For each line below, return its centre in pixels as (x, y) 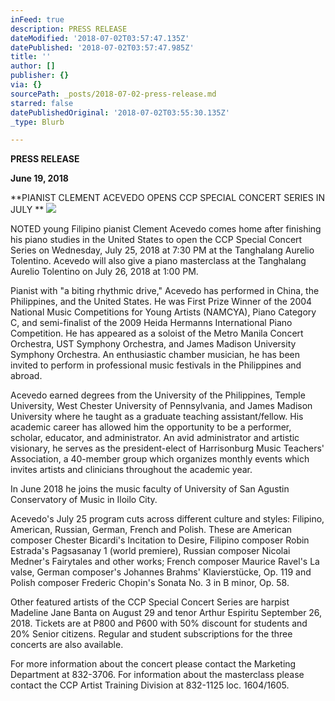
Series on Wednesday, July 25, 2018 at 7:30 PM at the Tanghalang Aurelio (162, 250)
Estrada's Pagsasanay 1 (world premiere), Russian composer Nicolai (150, 551)
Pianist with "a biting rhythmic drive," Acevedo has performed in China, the (165, 291)
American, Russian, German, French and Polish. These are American (151, 530)
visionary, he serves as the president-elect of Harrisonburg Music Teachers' (167, 448)
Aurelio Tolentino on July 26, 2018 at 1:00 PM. (104, 272)
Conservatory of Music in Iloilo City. (84, 500)
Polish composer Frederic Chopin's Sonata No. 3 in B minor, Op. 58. (150, 583)
